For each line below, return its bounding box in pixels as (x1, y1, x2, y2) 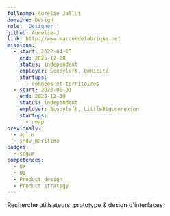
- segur (13, 150, 36, 158)
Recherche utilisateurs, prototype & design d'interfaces (7, 201, 163, 209)
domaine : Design (7, 16, 53, 23)
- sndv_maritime (13, 138, 60, 145)
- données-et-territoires (25, 80, 99, 87)
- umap (25, 118, 45, 125)
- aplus (13, 131, 36, 138)
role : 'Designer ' (7, 23, 60, 29)
